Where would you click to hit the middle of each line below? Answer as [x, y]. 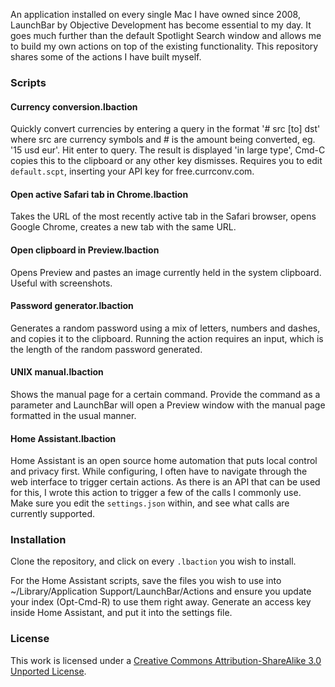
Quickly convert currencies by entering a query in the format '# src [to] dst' [165, 129]
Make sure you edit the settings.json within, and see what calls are [150, 503]
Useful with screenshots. [61, 283]
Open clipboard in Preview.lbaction [85, 250]
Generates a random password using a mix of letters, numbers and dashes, [165, 328]
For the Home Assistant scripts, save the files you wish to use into [146, 581]
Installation [38, 540]
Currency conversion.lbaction [74, 106]
